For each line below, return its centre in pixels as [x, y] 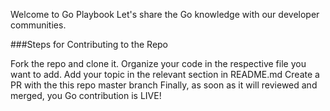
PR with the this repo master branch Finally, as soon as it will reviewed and [164, 85]
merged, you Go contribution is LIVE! [86, 95]
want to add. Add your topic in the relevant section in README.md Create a [165, 74]
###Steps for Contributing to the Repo [89, 44]
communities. [38, 25]
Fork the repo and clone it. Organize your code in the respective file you [158, 63]
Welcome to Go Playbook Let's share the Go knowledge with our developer [165, 14]
